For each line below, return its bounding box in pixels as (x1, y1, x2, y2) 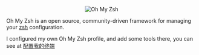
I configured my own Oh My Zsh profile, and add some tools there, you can (6, 35, 194, 42)
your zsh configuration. (6, 24, 65, 30)
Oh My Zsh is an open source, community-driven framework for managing (6, 17, 192, 24)
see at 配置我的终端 (6, 42, 56, 49)
